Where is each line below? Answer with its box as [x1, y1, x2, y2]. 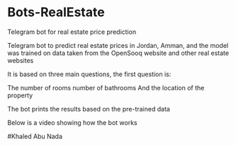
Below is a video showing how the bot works [7, 118, 137, 127]
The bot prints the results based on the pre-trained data [7, 104, 170, 113]
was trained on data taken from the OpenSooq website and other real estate [7, 49, 229, 57]
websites [7, 56, 34, 64]
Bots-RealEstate [7, 4, 105, 20]
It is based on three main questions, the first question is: [7, 70, 172, 78]
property [7, 91, 33, 99]
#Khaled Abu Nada [7, 132, 62, 140]
